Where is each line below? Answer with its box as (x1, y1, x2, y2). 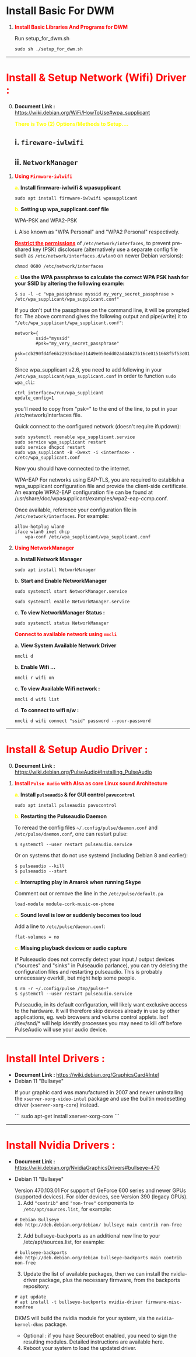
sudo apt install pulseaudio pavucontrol (14, 803, 117, 809)
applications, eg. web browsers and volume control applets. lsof (14, 1014, 169, 1021)
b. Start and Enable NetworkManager (14, 578, 107, 585)
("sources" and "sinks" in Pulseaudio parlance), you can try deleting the (14, 962, 188, 969)
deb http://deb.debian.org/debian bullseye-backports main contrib (14, 1255, 182, 1260)
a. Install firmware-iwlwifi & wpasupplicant (14, 184, 121, 191)
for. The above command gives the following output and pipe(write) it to (14, 313, 187, 320)
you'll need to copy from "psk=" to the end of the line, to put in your (14, 406, 178, 413)
